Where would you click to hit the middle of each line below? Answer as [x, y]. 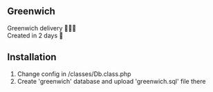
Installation [32, 57]
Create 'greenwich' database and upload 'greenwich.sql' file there [111, 81]
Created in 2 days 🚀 [35, 35]
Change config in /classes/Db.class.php [74, 74]
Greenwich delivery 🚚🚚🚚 [42, 28]
